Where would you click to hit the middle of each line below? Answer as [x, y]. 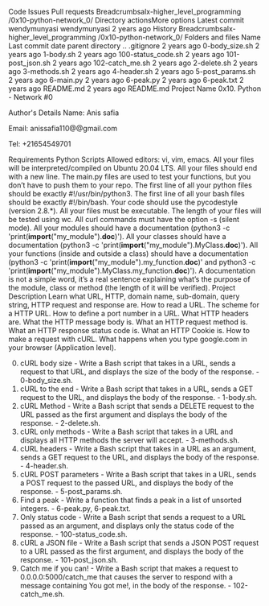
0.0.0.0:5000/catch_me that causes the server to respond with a [126, 577]
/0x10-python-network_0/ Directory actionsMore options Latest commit [126, 20]
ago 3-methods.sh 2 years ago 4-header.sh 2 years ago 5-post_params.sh [132, 71]
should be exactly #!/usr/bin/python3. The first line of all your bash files [126, 194]
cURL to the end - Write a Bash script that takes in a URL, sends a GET [137, 389]
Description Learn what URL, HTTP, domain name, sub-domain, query [124, 296]
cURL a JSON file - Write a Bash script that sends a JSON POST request [139, 543]
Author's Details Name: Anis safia [64, 113]
